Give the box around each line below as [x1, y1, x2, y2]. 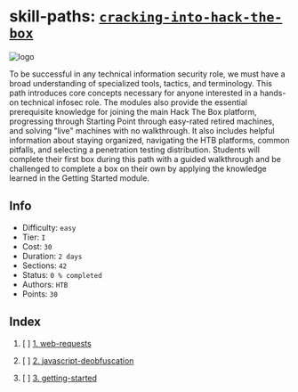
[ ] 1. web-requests [21, 338, 92, 348]
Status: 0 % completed [21, 269, 102, 280]
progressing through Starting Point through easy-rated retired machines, [9, 116, 275, 127]
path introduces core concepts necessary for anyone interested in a [9, 87, 258, 98]
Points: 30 [21, 288, 58, 299]
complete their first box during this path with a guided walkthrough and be [9, 153, 282, 164]
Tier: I [21, 232, 46, 242]
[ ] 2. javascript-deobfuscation [21, 355, 134, 366]
